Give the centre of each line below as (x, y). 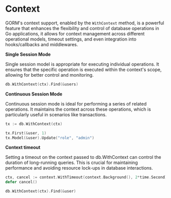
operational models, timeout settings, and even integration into (71, 39)
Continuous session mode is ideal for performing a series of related (76, 104)
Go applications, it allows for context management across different (75, 34)
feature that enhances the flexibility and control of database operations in (82, 28)
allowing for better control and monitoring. (50, 75)
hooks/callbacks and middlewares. (42, 44)
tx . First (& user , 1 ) (26, 133)
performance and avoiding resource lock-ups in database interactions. (79, 168)
